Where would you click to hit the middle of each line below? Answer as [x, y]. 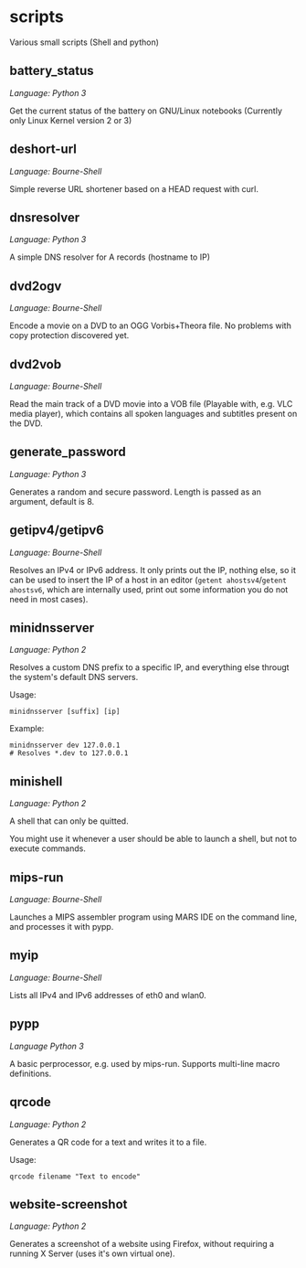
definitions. [31, 1073]
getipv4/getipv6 [57, 531]
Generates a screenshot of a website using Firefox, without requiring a [142, 1244]
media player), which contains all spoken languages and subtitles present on [153, 414]
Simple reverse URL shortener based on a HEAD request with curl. [134, 188]
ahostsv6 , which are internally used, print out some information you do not [149, 589]
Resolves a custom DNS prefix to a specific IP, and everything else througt [149, 667]
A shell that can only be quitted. [69, 821]
